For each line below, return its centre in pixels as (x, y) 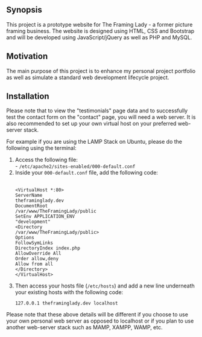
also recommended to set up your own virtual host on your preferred (91, 124)
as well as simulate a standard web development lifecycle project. (88, 77)
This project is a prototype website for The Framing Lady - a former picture (99, 24)
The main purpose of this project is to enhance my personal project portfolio (101, 71)
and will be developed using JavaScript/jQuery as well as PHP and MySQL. (99, 37)
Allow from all (34, 264)
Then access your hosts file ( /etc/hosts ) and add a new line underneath (105, 286)
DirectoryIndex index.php (47, 248)
